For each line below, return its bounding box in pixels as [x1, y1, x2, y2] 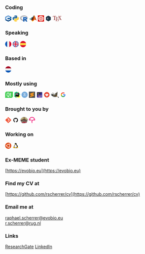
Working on [5, 131, 34, 138]
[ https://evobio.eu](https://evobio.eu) [5, 168, 81, 174]
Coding [5, 4, 23, 11]
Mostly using [5, 80, 37, 87]
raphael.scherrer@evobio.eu [5, 214, 63, 221]
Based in [5, 55, 27, 62]
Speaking [5, 29, 29, 36]
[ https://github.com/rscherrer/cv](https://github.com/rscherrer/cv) [5, 191, 140, 197]
